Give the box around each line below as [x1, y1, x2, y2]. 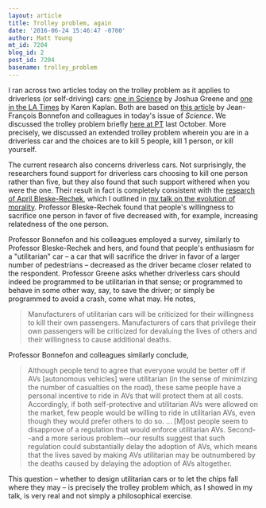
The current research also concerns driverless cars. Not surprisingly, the [8, 160, 246, 170]
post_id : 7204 [8, 57, 56, 64]
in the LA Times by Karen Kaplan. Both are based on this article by [8, 102, 225, 111]
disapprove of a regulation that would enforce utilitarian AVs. [27, 424, 226, 434]
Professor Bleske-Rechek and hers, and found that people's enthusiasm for [8, 243, 255, 252]
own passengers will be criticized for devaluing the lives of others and [27, 326, 257, 335]
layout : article [8, 11, 62, 20]
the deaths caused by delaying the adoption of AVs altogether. [27, 459, 232, 468]
